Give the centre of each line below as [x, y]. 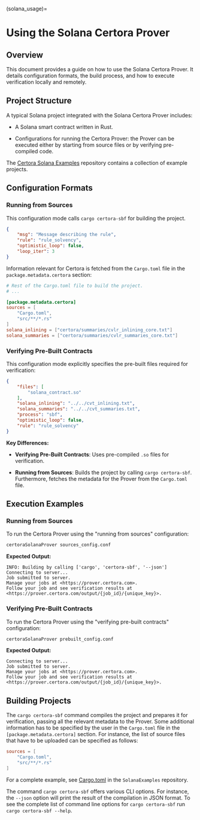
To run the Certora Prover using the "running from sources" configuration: [98, 534]
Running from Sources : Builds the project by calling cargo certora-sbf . [103, 472]
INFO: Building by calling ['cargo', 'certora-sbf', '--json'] [87, 568]
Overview [25, 55]
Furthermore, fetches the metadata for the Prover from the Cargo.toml [101, 479]
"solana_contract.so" [55, 392]
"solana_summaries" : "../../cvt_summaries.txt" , [79, 409]
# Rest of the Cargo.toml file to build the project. [75, 286]
